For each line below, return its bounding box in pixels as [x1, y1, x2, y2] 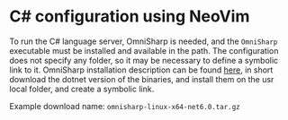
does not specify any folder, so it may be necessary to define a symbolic [9, 55, 279, 65]
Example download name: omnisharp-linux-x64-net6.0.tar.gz [9, 100, 240, 111]
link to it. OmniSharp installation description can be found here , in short [9, 64, 274, 75]
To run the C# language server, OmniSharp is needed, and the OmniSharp [9, 36, 278, 47]
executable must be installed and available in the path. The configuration [9, 45, 279, 56]
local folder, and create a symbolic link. [9, 83, 155, 94]
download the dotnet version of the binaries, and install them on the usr [9, 73, 274, 84]
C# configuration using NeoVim [9, 6, 250, 27]
